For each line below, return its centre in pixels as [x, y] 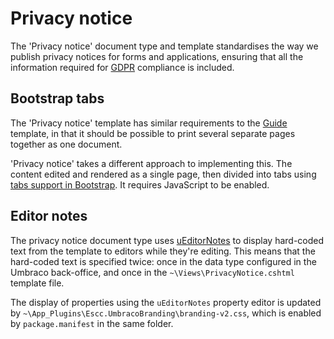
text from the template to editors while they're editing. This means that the [163, 251]
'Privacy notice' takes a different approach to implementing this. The [151, 163]
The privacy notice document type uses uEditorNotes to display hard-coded [167, 240]
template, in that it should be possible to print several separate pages [153, 133]
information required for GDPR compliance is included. [122, 67]
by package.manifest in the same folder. [92, 323]
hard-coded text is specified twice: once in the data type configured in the [163, 261]
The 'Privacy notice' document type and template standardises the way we [164, 46]
